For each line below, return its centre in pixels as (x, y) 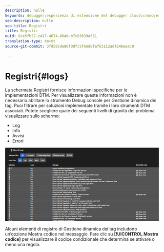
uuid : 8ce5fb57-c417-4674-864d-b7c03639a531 (51, 36)
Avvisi (18, 136)
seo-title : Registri (26, 26)
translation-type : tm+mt (30, 42)
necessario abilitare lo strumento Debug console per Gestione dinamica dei (81, 100)
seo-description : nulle (29, 21)
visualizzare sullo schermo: (32, 116)
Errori (18, 141)
